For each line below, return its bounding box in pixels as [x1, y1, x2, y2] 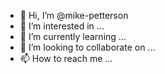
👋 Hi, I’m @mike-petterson [19, 10, 129, 21]
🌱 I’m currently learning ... [19, 31, 127, 42]
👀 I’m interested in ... [19, 20, 105, 32]
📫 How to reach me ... [19, 53, 113, 64]
